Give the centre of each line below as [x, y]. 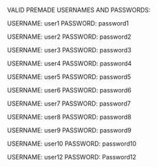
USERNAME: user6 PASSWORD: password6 [70, 90]
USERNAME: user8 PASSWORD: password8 [70, 117]
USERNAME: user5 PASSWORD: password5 [69, 77]
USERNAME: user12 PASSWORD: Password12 [72, 157]
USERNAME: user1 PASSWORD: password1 [68, 23]
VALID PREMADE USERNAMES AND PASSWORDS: [79, 10]
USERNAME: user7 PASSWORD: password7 [69, 104]
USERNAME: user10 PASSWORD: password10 [72, 144]
